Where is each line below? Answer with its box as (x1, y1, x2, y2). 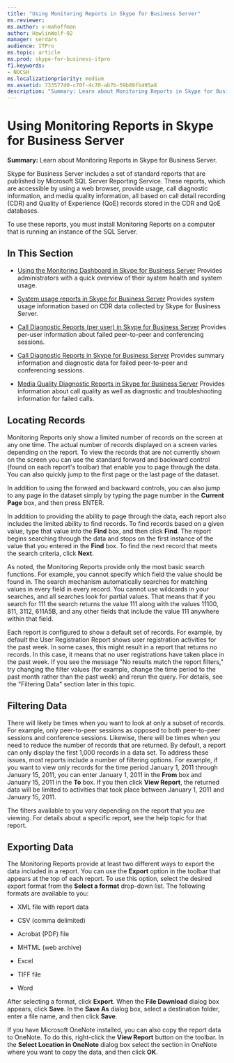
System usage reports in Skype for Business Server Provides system (17, 294, 214, 303)
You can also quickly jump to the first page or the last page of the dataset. (7, 470, 220, 478)
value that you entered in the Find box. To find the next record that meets (7, 541, 217, 550)
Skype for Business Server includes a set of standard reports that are (7, 169, 206, 178)
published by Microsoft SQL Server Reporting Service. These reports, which (7, 177, 226, 186)
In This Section (7, 248, 74, 259)
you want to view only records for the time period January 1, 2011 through (7, 763, 218, 771)
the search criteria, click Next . (7, 549, 94, 557)
